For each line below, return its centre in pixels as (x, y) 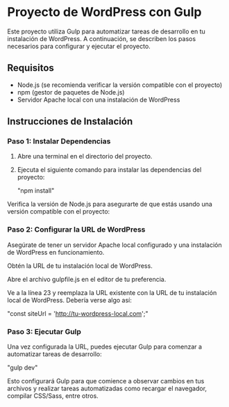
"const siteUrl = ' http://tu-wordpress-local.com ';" (78, 313)
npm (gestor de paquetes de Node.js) (71, 92)
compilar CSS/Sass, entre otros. (53, 396)
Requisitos (31, 68)
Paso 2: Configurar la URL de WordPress (76, 230)
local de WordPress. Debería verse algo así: (69, 300)
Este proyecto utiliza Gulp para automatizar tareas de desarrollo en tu (107, 31)
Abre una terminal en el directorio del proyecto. (85, 157)
